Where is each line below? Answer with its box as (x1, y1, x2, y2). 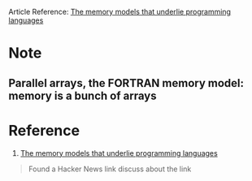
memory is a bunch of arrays (8, 88, 157, 102)
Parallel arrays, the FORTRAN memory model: (8, 76, 245, 90)
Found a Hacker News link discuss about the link (28, 164, 192, 174)
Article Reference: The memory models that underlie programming (8, 7, 232, 16)
